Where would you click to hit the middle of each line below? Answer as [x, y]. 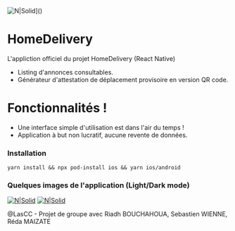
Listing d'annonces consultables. [65, 72]
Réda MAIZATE [29, 222]
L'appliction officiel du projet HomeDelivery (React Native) [91, 58]
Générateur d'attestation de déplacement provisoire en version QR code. [123, 79]
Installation [27, 153]
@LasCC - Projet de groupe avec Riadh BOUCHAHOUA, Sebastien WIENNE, [118, 214]
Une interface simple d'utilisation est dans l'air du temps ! [101, 127]
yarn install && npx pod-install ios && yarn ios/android [94, 168]
